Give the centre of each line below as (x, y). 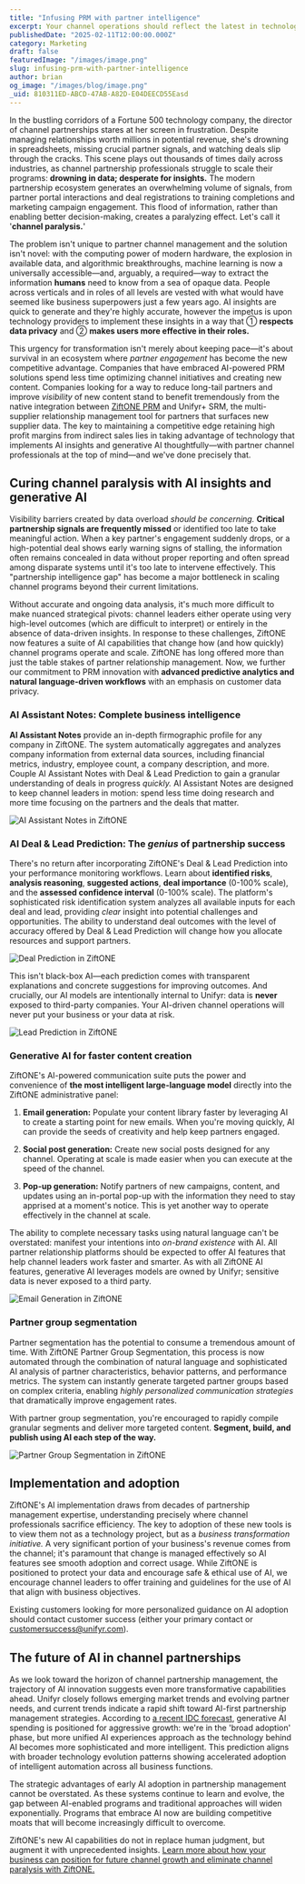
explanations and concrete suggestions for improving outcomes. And (138, 985)
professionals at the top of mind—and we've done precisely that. (130, 455)
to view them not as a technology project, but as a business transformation (150, 1534)
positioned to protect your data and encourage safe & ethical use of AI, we (148, 1573)
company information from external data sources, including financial (137, 754)
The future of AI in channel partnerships (125, 1657)
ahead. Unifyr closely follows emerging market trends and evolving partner (150, 1699)
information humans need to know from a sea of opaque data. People (140, 282)
